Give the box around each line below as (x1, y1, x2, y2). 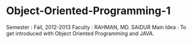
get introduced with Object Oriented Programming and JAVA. (6, 29, 155, 37)
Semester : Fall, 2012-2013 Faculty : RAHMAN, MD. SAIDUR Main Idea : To (6, 24, 187, 31)
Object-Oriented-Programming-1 (6, 4, 171, 18)
